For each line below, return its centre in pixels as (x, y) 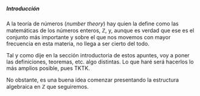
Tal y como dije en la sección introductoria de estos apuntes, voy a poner (98, 55)
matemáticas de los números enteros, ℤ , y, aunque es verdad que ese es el (100, 30)
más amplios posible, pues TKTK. (48, 68)
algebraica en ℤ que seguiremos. (48, 86)
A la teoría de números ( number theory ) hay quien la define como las (93, 24)
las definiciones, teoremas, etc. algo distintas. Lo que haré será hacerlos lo (100, 62)
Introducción (23, 8)
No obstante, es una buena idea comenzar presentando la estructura (93, 80)
